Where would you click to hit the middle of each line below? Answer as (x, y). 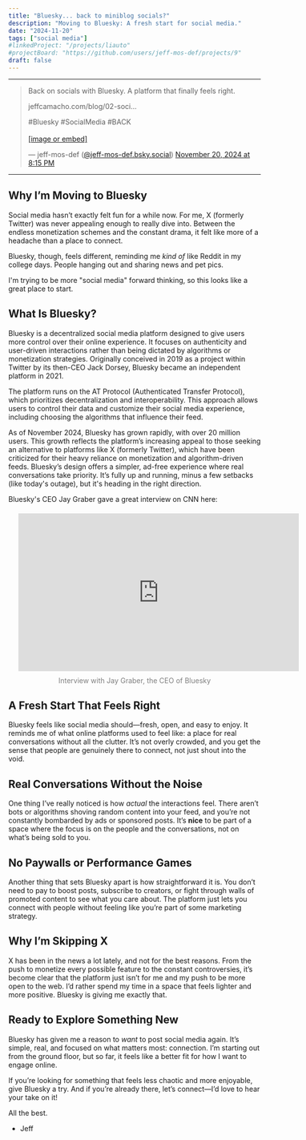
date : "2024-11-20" (41, 30)
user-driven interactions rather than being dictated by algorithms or (119, 350)
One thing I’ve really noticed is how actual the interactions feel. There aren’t (133, 803)
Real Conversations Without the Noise (105, 784)
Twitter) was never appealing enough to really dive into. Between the (122, 223)
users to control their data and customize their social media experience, (127, 408)
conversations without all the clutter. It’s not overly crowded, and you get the (135, 742)
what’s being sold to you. (49, 838)
